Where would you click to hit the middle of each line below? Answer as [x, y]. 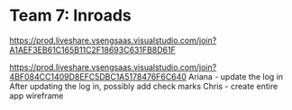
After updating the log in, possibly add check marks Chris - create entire [144, 86]
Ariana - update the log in [236, 76]
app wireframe [36, 96]
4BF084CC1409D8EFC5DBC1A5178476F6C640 [98, 76]
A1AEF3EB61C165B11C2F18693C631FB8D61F [92, 49]
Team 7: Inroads [71, 16]
